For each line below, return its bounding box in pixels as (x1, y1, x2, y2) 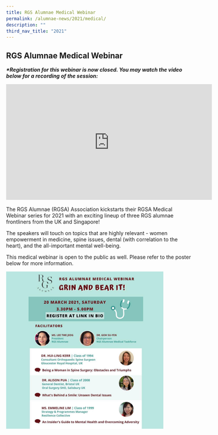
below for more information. (6, 260, 73, 267)
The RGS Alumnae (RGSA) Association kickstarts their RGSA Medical (6, 206, 173, 213)
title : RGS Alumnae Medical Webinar (6, 9, 96, 15)
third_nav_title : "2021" (6, 28, 67, 34)
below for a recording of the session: (6, 72, 98, 79)
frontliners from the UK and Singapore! (6, 218, 100, 226)
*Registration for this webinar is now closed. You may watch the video (6, 66, 183, 73)
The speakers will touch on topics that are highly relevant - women (6, 230, 167, 237)
